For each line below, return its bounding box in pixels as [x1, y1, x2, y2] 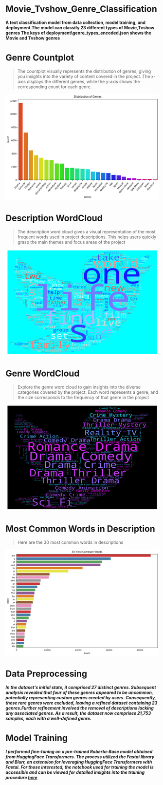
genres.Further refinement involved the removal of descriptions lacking [5, 705, 154, 711]
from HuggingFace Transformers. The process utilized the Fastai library [5, 754, 155, 760]
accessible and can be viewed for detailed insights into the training [5, 769, 145, 775]
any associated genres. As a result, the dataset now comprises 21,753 [5, 710, 151, 716]
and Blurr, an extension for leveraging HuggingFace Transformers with [5, 759, 152, 765]
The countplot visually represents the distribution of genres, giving [17, 68, 151, 74]
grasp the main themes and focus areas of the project [17, 239, 126, 245]
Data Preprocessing [5, 668, 88, 679]
